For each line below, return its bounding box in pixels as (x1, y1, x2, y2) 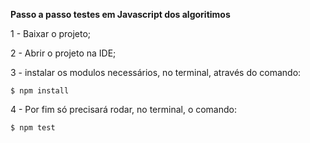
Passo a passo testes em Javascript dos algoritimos (10, 9, 231, 20)
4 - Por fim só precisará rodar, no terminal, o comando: (10, 104, 238, 115)
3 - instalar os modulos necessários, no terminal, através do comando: (10, 67, 302, 78)
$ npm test (10, 123, 56, 133)
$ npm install (10, 86, 70, 96)
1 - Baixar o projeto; (10, 28, 92, 39)
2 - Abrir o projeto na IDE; (10, 47, 117, 59)
